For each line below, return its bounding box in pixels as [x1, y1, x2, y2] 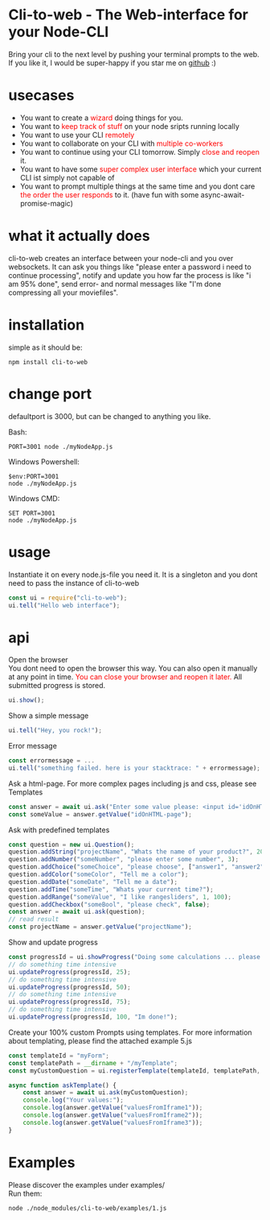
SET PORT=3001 [8, 509, 56, 517]
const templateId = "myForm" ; [8, 1052, 110, 1060]
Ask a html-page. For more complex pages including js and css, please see [8, 778, 257, 788]
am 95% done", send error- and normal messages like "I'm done [8, 279, 222, 288]
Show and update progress [8, 937, 98, 948]
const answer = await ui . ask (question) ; [8, 908, 146, 916]
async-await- [200, 189, 245, 199]
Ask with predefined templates [8, 824, 110, 835]
